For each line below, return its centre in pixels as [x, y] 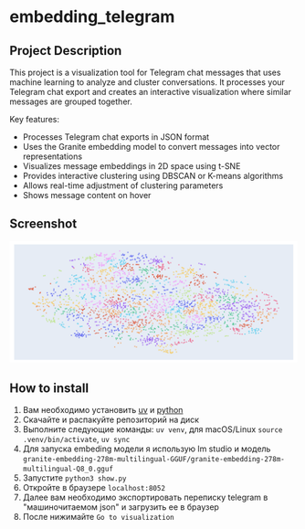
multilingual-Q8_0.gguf [68, 469]
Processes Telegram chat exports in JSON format [116, 137]
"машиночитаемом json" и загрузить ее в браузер [121, 507]
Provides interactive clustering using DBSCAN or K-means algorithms [153, 176]
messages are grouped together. [71, 101]
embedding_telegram [92, 17]
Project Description [66, 51]
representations [53, 156]
